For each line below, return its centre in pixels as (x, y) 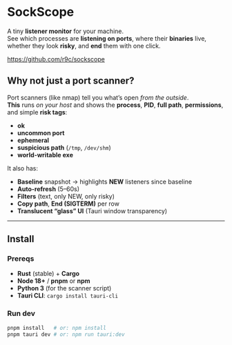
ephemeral (33, 140)
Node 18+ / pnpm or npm (54, 281)
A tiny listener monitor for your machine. (66, 31)
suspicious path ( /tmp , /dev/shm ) (64, 147)
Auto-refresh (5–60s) (48, 189)
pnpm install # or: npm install (57, 328)
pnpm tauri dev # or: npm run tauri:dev (66, 334)
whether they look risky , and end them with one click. (84, 46)
